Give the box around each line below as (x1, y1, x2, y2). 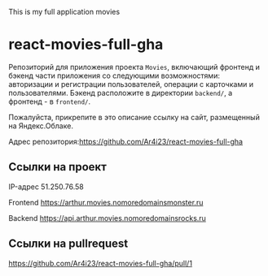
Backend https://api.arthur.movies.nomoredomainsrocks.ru (8, 213, 206, 222)
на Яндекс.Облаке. (8, 121, 73, 131)
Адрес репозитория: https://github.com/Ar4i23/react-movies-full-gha (8, 136, 243, 146)
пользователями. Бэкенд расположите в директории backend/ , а (8, 88, 233, 97)
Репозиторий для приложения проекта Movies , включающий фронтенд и (8, 62, 261, 71)
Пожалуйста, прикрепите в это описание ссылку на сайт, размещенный (8, 112, 261, 122)
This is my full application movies (8, 7, 121, 16)
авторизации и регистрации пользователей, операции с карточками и (8, 79, 254, 88)
